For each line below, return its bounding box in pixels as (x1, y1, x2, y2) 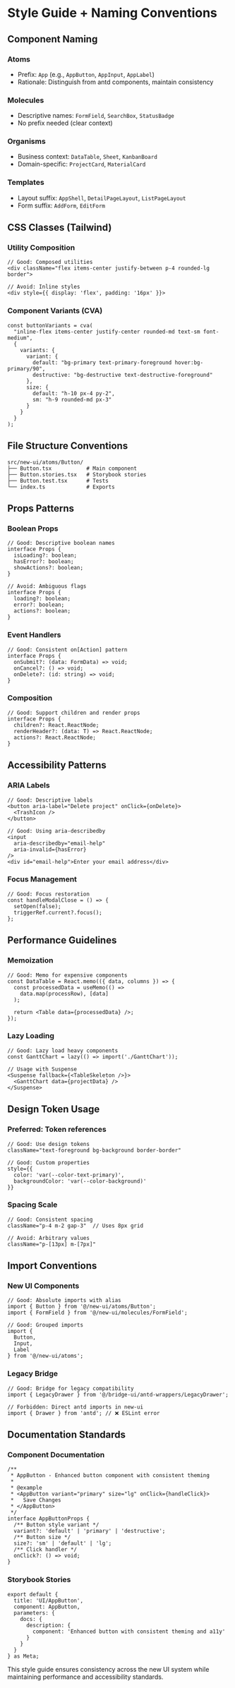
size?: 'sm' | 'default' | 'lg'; (13, 1540, 112, 1547)
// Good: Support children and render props (7, 709, 140, 716)
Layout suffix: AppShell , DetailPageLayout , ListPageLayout (17, 193, 186, 202)
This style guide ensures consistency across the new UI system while (7, 1665, 210, 1673)
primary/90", (7, 365, 46, 372)
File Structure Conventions (7, 440, 128, 452)
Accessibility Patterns (7, 759, 107, 771)
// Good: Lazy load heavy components (7, 1047, 119, 1054)
